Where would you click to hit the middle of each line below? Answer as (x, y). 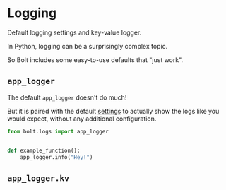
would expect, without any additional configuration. (82, 119)
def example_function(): (44, 150)
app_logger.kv (38, 178)
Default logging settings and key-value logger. (75, 32)
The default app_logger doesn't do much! (67, 97)
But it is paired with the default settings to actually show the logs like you (113, 111)
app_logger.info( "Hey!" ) (56, 157)
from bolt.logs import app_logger (58, 131)
